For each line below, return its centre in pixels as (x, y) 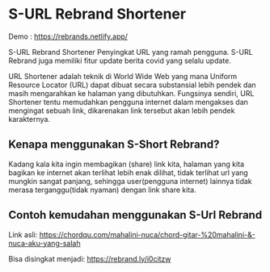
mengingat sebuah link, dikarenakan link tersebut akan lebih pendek (122, 111)
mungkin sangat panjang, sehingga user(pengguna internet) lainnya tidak (130, 181)
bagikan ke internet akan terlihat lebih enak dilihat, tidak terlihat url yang (128, 172)
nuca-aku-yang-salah (44, 243)
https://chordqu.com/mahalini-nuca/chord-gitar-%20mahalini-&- (148, 234)
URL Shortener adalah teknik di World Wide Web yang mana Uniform (123, 76)
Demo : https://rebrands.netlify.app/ (68, 36)
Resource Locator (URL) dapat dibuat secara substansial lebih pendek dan (132, 85)
